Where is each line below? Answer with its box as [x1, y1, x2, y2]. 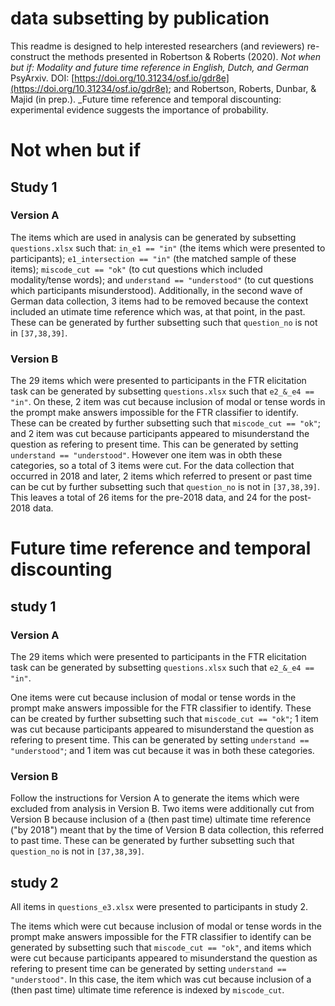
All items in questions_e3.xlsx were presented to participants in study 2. [10, 901, 309, 913]
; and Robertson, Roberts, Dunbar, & [168, 82, 317, 94]
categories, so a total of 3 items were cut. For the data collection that [10, 460, 295, 472]
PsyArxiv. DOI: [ [10, 72, 75, 84]
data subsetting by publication [10, 7, 270, 30]
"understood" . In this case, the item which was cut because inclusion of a [10, 973, 312, 986]
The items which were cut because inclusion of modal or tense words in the [10, 920, 322, 932]
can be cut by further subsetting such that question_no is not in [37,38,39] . [10, 481, 321, 493]
